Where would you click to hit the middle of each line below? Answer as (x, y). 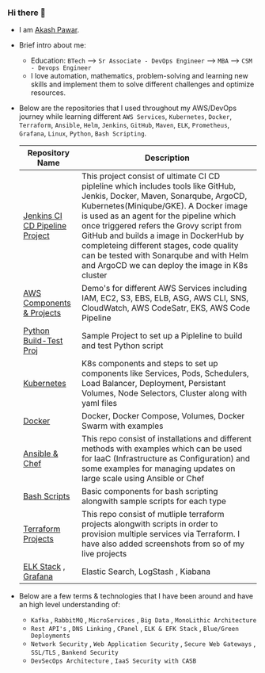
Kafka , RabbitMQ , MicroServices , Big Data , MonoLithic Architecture (144, 620)
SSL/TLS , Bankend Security (75, 652)
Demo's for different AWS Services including (164, 289)
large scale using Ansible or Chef (143, 479)
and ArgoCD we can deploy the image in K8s (165, 266)
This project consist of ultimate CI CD (151, 176)
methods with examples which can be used (162, 449)
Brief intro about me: (52, 45)
